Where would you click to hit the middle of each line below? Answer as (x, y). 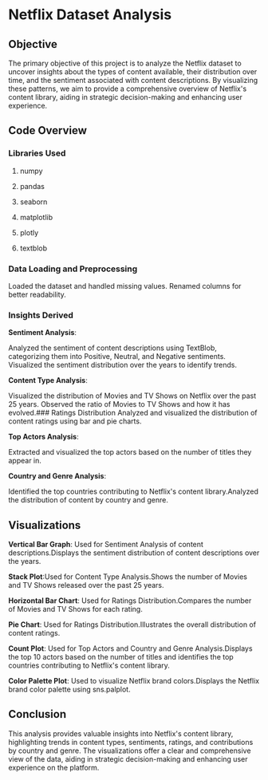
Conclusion (37, 714)
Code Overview (48, 130)
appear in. (25, 461)
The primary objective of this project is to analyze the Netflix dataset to (125, 63)
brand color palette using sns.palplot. (69, 689)
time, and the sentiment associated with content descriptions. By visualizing (133, 80)
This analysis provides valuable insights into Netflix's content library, (121, 733)
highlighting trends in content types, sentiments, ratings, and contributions (131, 742)
